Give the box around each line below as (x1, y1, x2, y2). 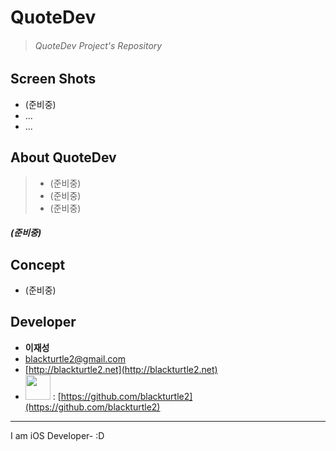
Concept (10, 256, 66, 273)
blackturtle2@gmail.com (24, 352, 127, 365)
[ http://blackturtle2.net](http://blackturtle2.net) (24, 363, 218, 375)
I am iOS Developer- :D (10, 429, 105, 441)
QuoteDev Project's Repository (34, 39, 163, 51)
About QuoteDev (10, 149, 117, 166)
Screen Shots (10, 71, 97, 88)
